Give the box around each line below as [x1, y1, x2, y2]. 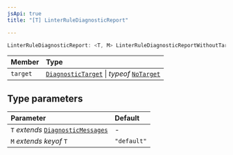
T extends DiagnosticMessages [10, 125, 109, 135]
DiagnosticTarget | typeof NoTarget [46, 69, 161, 79]
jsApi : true [7, 10, 42, 17]
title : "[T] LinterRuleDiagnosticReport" [7, 17, 129, 24]
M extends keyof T [10, 136, 68, 146]
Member [10, 57, 40, 67]
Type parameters [7, 92, 83, 104]
